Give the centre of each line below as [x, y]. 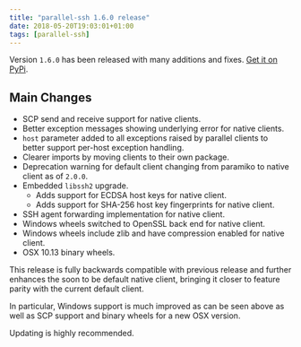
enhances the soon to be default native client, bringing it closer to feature [145, 280]
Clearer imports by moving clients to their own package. [126, 157]
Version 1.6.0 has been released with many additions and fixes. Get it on [143, 60]
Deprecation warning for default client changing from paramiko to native [155, 167]
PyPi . [19, 69]
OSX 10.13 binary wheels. [69, 253]
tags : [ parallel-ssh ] [50, 34]
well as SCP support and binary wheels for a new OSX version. [125, 316]
